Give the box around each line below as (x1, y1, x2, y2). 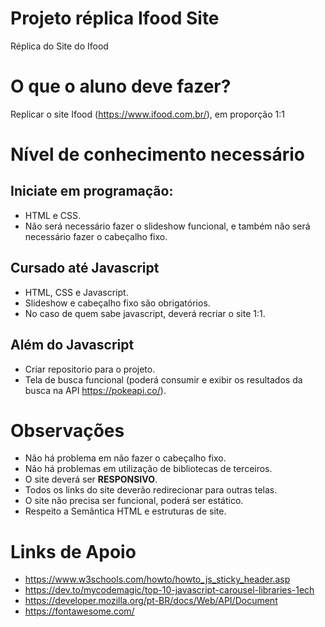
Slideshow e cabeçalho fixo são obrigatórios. (24, 297, 211, 309)
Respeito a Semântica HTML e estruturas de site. (24, 505, 227, 517)
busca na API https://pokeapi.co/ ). (24, 384, 167, 396)
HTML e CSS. (24, 209, 82, 221)
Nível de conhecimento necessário (10, 143, 305, 166)
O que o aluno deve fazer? (10, 75, 232, 98)
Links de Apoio (10, 540, 137, 563)
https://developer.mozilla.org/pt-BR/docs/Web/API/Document (24, 595, 278, 607)
